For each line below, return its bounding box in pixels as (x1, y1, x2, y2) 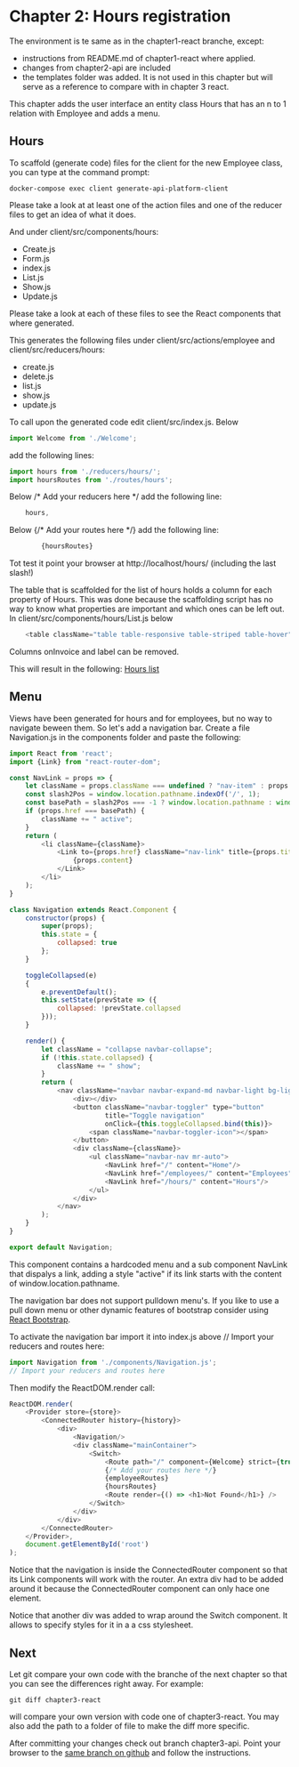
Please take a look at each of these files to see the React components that (9, 308, 282, 319)
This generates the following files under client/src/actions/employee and (9, 335, 276, 345)
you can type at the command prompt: (9, 166, 150, 177)
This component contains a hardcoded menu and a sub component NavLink (9, 1259, 288, 1270)
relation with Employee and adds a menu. (9, 108, 161, 118)
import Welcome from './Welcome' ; (9, 433, 138, 442)
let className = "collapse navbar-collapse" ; (41, 1045, 214, 1053)
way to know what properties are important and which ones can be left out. (9, 603, 285, 615)
